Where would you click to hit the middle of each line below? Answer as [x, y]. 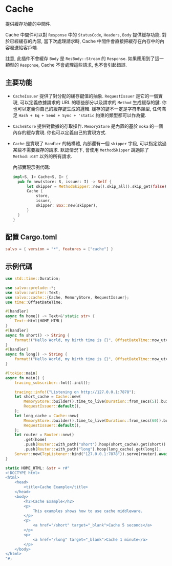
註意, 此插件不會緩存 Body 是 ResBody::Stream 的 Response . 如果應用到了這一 [84, 58]
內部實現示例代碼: [31, 167]
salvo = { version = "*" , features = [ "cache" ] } [59, 249]
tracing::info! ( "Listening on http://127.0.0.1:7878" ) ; [76, 392]
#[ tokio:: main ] [21, 373]
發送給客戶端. [24, 47]
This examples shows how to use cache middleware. [88, 511]
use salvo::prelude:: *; [31, 288]
